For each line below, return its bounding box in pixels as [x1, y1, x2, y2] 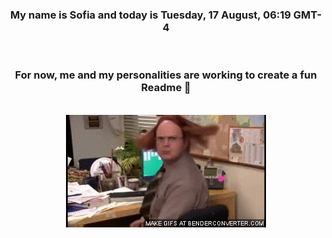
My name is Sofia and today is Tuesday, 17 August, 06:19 [9, 8, 291, 22]
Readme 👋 [141, 81, 191, 95]
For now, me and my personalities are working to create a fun [14, 68, 318, 82]
